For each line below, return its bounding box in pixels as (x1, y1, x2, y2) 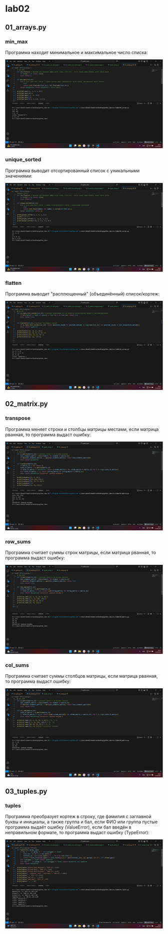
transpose (5, 415, 31, 422)
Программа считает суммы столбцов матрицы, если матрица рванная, (5, 673, 158, 679)
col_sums (5, 662, 29, 669)
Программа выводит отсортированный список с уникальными (5, 168, 140, 174)
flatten (5, 279, 22, 286)
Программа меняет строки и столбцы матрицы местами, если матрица (5, 426, 159, 432)
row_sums (5, 538, 31, 545)
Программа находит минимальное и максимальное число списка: (5, 49, 148, 55)
